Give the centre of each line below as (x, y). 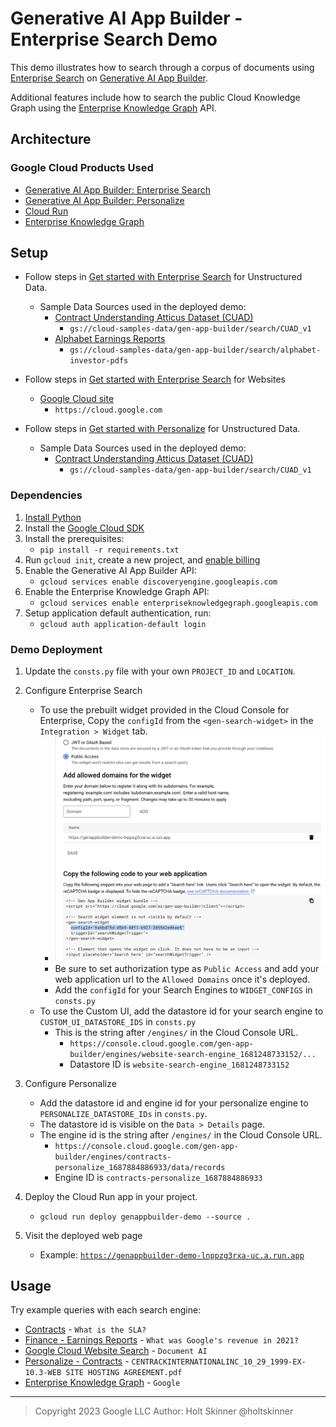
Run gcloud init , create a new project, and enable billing (142, 559)
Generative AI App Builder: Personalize (104, 200)
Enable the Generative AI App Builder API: (110, 570)
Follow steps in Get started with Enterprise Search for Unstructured (163, 277)
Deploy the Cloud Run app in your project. (111, 1196)
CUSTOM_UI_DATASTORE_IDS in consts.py (118, 1021)
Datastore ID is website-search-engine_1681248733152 (179, 1064)
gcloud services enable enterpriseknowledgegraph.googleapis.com (178, 603)
